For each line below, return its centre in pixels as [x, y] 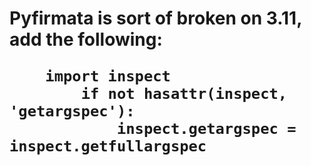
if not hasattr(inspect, [184, 94]
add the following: [86, 39]
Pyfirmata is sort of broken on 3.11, [155, 18]
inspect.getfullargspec [108, 146]
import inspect [108, 76]
